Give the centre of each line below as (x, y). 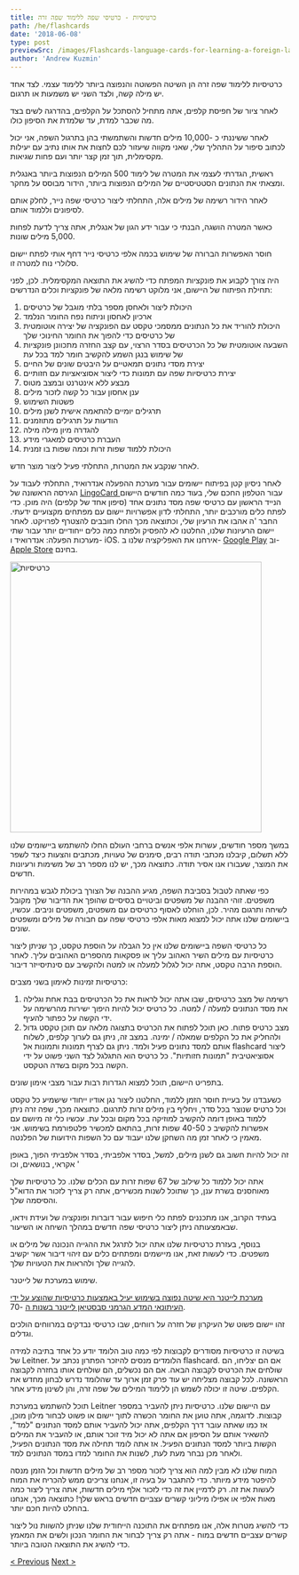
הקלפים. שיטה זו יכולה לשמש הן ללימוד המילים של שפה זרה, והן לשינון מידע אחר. (145, 1389)
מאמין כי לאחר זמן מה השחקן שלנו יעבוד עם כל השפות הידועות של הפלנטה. (136, 1137)
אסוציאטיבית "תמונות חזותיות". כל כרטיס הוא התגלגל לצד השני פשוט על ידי (148, 1056)
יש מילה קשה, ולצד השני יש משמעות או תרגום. (87, 93)
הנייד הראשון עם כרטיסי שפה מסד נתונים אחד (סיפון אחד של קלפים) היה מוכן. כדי (146, 502)
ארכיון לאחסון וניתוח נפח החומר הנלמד (87, 316)
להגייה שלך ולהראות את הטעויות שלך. (73, 1263)
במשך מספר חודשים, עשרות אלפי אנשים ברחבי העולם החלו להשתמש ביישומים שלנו (149, 845)
